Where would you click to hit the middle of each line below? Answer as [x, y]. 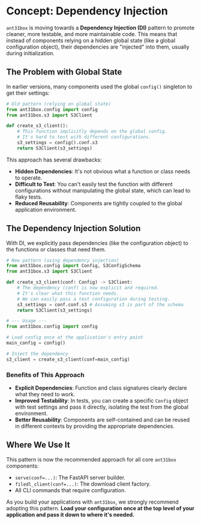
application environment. [46, 209]
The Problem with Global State [64, 72]
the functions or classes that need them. [56, 249]
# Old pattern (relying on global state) [59, 104]
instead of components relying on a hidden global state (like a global [91, 40]
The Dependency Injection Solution [73, 228]
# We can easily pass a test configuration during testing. [94, 299]
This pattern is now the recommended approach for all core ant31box [91, 459]
